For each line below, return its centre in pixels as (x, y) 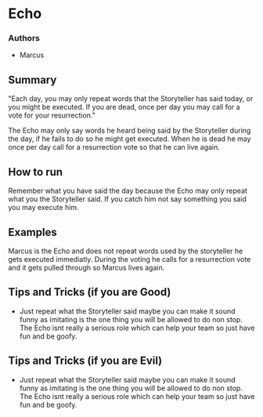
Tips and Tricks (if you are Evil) (85, 361)
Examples (32, 232)
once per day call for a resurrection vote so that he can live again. (114, 147)
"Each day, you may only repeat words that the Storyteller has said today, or (131, 99)
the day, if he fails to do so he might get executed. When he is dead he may (130, 139)
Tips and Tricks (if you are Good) (90, 292)
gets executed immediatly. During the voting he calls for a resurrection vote (130, 259)
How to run (36, 172)
